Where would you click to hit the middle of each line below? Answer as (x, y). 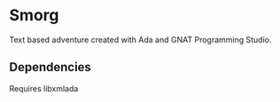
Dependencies (50, 67)
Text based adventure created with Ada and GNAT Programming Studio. (140, 40)
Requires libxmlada (44, 88)
